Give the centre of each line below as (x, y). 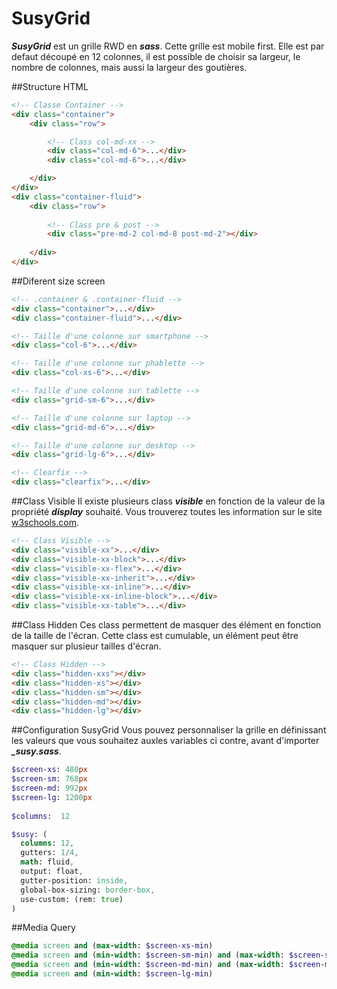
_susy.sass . (37, 751)
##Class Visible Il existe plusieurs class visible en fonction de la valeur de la (168, 501)
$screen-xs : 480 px (49, 770)
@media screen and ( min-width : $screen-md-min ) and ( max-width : (148, 965)
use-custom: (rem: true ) (72, 899)
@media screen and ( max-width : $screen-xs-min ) (112, 946)
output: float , (52, 872)
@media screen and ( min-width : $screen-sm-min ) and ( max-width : (148, 955)
